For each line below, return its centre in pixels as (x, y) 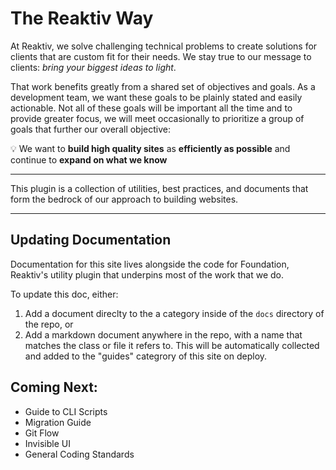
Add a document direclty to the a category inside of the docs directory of (174, 313)
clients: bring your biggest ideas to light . (93, 67)
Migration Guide (58, 422)
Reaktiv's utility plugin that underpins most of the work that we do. (147, 274)
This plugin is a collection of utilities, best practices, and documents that (159, 188)
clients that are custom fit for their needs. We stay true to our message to (161, 56)
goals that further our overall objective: (90, 129)
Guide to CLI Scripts (66, 411)
